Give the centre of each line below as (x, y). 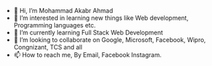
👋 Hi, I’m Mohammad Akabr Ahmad (63, 11)
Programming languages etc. (55, 25)
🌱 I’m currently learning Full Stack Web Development (88, 32)
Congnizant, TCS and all (48, 47)
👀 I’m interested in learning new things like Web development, (101, 18)
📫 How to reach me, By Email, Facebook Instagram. (87, 55)
